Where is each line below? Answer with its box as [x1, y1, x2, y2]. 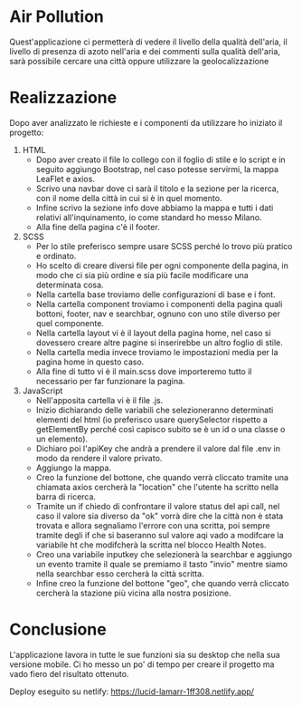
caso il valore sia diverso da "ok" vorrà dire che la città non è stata [35, 510, 284, 521]
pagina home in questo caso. [35, 356, 145, 367]
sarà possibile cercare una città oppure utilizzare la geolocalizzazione [9, 55, 269, 66]
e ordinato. [35, 250, 77, 261]
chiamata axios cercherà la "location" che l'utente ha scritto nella [35, 481, 278, 492]
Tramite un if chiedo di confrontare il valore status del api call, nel [35, 500, 280, 511]
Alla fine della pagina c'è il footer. [35, 221, 160, 232]
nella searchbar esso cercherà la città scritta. [35, 568, 205, 579]
